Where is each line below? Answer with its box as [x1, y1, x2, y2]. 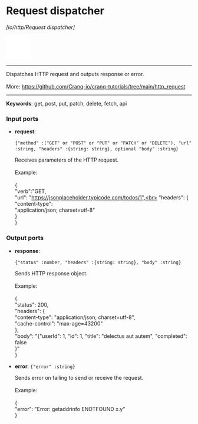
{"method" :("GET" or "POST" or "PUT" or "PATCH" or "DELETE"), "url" [14, 140, 192, 146]
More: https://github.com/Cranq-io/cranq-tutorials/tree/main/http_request [6, 83, 186, 90]
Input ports [6, 114, 39, 123]
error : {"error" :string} [14, 363, 75, 370]
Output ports [6, 234, 44, 242]
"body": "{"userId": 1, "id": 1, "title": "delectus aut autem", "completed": [14, 332, 187, 340]
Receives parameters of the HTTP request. [14, 156, 119, 163]
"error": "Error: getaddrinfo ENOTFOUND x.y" [14, 405, 126, 412]
